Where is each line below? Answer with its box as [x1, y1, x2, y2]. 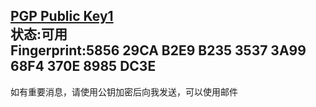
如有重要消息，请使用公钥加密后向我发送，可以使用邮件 [10, 85, 238, 98]
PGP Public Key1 [10, 8, 114, 25]
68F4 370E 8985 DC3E [10, 58, 157, 75]
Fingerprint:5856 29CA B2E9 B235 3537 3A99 [10, 42, 307, 59]
